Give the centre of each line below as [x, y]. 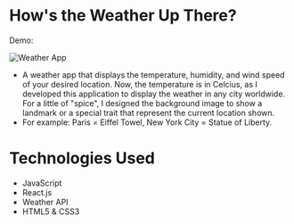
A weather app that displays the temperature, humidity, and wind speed [153, 75]
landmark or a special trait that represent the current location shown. [148, 112]
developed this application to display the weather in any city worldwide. [154, 94]
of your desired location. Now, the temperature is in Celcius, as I [140, 84]
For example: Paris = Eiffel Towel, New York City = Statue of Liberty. [147, 122]
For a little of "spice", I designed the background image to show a [142, 103]
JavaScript [42, 183]
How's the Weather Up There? [123, 16]
